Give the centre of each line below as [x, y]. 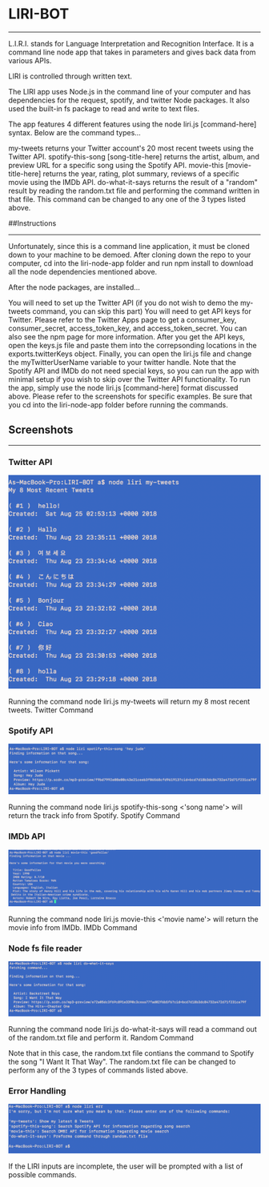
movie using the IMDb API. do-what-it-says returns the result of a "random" [133, 182]
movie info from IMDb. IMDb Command [73, 927]
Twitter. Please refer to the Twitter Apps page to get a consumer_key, [122, 319]
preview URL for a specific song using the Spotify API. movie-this [116, 165]
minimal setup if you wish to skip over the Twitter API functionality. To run [129, 379]
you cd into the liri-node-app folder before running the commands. [118, 404]
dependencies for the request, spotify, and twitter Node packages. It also [129, 100]
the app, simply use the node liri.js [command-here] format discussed [123, 387]
